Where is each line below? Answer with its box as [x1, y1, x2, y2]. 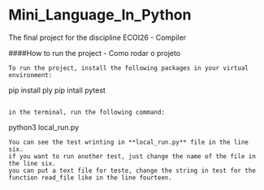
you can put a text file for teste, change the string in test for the [8, 166, 256, 175]
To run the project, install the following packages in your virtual [8, 63, 249, 72]
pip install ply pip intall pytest [8, 85, 106, 95]
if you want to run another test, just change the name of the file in [8, 152, 256, 160]
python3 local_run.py [8, 122, 80, 132]
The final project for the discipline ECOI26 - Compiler [8, 32, 187, 42]
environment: [8, 71, 53, 79]
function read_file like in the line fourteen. [8, 173, 173, 182]
